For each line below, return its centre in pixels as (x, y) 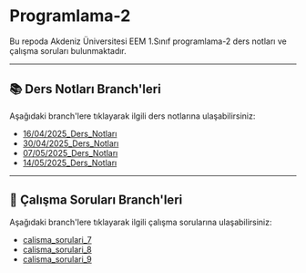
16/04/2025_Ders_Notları (70, 133)
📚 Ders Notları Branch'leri (85, 89)
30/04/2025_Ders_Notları (71, 143)
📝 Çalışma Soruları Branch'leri (96, 200)
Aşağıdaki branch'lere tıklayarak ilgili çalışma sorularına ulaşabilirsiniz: (141, 222)
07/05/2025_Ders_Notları (70, 152)
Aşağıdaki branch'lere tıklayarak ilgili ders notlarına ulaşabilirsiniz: (133, 116)
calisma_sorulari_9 (57, 259)
